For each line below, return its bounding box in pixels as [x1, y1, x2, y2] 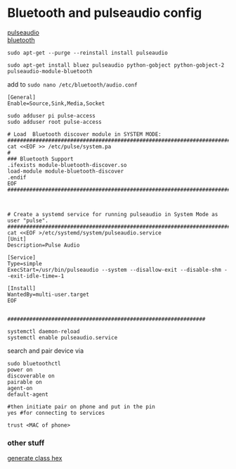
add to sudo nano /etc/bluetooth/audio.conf [7, 80, 138, 89]
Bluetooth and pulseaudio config [7, 5, 202, 21]
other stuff [7, 438, 45, 448]
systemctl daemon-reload [7, 327, 80, 335]
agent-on [7, 384, 33, 392]
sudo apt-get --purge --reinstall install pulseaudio [7, 49, 169, 56]
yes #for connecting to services [7, 409, 105, 416]
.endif [7, 174, 27, 181]
